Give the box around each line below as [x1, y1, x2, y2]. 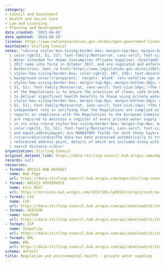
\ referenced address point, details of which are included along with [9, 139, 160, 145]
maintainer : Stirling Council [5, 44, 67, 49]
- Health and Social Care [5, 16, 58, 21]
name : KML [9, 240, 29, 245]
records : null [5, 158, 34, 162]
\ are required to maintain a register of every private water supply [9, 116, 157, 122]
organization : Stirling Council [5, 149, 71, 154]
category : [5, 7, 26, 12]
